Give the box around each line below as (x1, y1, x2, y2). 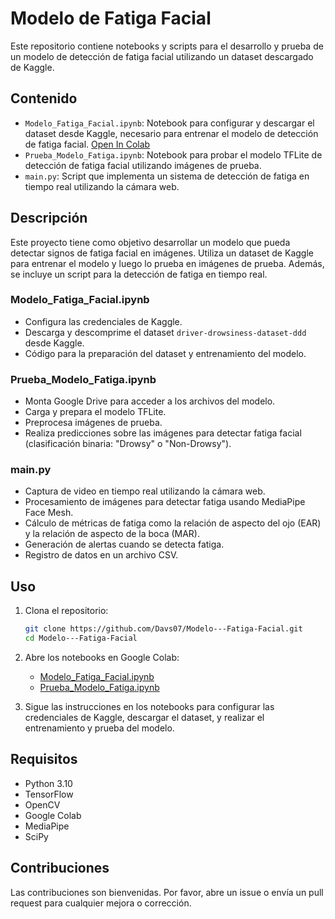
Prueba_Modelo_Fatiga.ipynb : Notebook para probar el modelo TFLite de (24, 148, 323, 161)
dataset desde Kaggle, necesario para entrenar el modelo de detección (24, 127, 319, 139)
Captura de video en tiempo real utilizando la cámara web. (24, 485, 266, 497)
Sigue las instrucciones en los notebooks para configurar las (24, 701, 275, 713)
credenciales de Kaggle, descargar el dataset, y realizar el (24, 712, 265, 724)
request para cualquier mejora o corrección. (10, 897, 192, 909)
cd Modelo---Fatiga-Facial (24, 633, 138, 644)
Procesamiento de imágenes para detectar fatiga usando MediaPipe (24, 496, 306, 508)
